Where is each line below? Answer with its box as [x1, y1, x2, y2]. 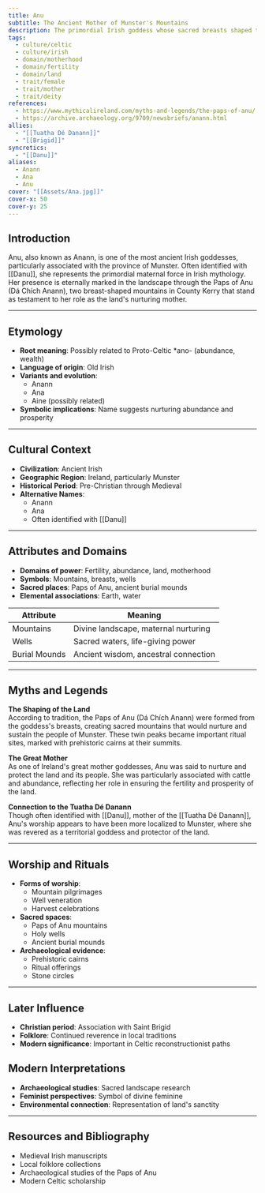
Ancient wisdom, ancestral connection [73, 648, 215, 659]
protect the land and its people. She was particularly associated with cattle [8, 771, 251, 780]
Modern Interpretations [8, 1062, 126, 1075]
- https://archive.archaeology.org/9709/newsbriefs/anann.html [15, 114, 227, 122]
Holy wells [31, 929, 65, 939]
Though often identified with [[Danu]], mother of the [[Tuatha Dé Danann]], [8, 811, 252, 820]
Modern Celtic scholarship [19, 1176, 106, 1185]
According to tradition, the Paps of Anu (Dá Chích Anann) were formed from [8, 713, 255, 722]
